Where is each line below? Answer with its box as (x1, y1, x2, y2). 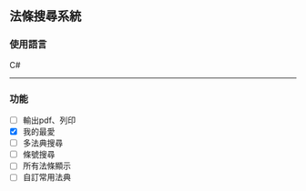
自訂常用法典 (22, 172, 71, 183)
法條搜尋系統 (9, 8, 82, 25)
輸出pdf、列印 (22, 115, 76, 126)
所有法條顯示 (22, 160, 71, 171)
